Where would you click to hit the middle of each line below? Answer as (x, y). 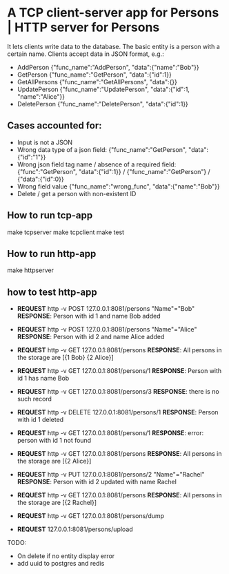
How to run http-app (52, 253)
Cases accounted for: (54, 126)
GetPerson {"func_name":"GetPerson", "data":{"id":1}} (94, 75)
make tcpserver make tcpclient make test (66, 232)
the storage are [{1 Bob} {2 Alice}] (65, 358)
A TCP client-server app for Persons (113, 13)
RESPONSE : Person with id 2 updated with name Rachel (97, 482)
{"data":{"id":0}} (40, 179)
